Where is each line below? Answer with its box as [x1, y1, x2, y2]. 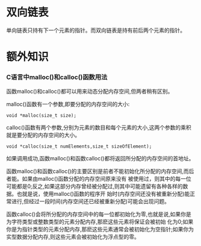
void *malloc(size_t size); [6, 113, 77, 119]
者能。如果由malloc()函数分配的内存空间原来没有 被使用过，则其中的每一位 [6, 175, 191, 183]
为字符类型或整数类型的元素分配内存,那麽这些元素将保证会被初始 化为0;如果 [6, 218, 194, 225]
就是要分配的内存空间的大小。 [6, 131, 80, 139]
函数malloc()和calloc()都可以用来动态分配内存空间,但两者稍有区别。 [6, 88, 173, 95]
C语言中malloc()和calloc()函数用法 [6, 73, 108, 81]
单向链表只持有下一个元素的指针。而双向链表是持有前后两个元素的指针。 [6, 27, 185, 34]
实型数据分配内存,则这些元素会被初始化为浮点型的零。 [6, 233, 140, 241]
